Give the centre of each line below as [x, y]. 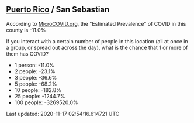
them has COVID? [27, 54]
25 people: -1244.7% [40, 96]
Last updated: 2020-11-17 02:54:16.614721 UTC [63, 114]
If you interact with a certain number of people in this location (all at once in [97, 41]
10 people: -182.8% [38, 90]
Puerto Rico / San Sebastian [58, 10]
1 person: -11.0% [34, 65]
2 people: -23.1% [35, 71]
